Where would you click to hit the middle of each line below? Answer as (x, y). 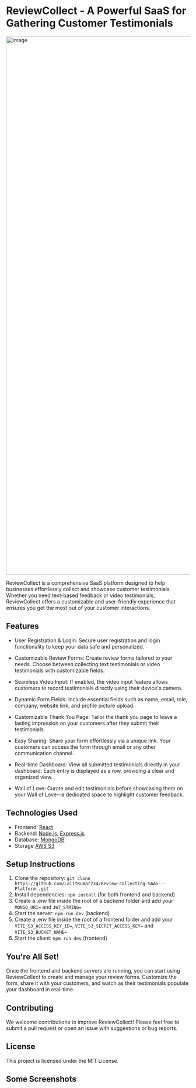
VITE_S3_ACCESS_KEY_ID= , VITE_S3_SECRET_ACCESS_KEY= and (84, 926)
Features (22, 626)
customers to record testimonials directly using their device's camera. (98, 688)
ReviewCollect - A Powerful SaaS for (96, 11)
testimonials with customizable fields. (60, 670)
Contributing (30, 1008)
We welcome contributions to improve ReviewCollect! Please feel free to (93, 1022)
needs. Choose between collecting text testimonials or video (87, 664)
